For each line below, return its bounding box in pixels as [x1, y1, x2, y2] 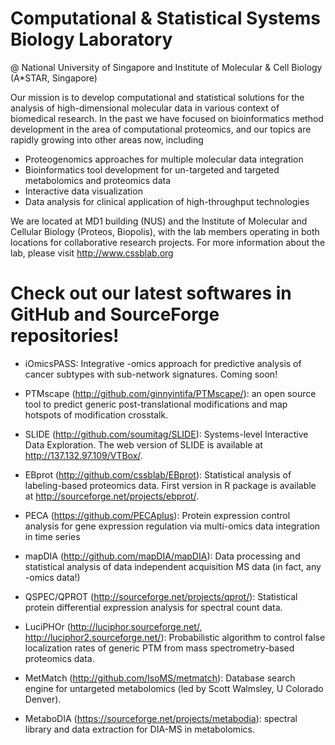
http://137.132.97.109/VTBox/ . [24, 449, 143, 461]
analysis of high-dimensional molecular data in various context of [10, 102, 280, 114]
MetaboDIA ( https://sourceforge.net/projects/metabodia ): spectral [24, 712, 298, 724]
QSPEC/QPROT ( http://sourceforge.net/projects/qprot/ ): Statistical [24, 590, 298, 602]
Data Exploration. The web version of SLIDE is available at [24, 438, 263, 451]
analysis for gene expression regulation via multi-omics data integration [24, 520, 321, 532]
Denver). [24, 693, 62, 705]
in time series [24, 530, 81, 542]
